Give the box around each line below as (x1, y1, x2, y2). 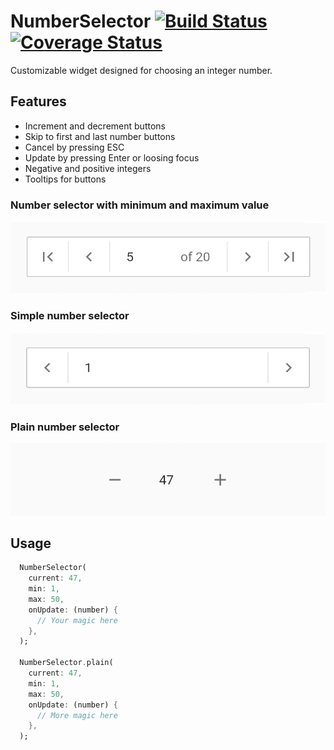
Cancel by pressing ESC (24, 141, 125, 153)
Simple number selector (10, 309, 130, 323)
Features (10, 93, 67, 110)
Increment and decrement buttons (24, 120, 166, 132)
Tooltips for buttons (24, 173, 107, 185)
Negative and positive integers (24, 162, 152, 174)
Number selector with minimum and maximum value (10, 198, 270, 212)
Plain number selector (10, 420, 120, 434)
